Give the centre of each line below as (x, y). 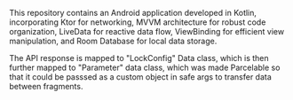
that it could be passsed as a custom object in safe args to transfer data (141, 77)
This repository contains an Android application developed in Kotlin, (133, 13)
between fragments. (46, 86)
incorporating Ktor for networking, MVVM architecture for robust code (138, 22)
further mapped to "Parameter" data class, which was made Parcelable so (145, 67)
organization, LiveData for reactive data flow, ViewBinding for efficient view (147, 31)
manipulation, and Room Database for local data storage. (113, 41)
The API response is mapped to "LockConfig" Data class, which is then (139, 58)
